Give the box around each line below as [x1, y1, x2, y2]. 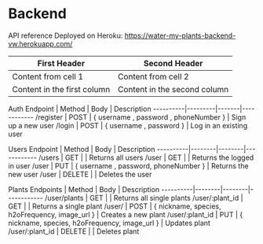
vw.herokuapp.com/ [8, 39, 73, 48]
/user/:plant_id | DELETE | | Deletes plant [8, 226, 140, 236]
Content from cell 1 [12, 71, 84, 82]
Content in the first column [12, 83, 111, 94]
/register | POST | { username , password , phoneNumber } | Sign [35, 112, 247, 122]
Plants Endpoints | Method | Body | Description [8, 184, 159, 194]
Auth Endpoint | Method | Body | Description [8, 104, 152, 113]
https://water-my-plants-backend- [124, 31, 236, 40]
